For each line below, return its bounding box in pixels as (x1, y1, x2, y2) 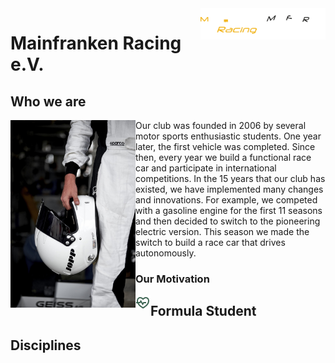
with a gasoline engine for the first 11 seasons (135, 205, 323, 216)
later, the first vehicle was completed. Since (135, 141, 316, 152)
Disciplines (10, 337, 82, 354)
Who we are (10, 93, 87, 110)
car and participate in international (135, 162, 277, 174)
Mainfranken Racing (10, 32, 182, 55)
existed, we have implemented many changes (135, 183, 324, 195)
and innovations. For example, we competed (135, 194, 318, 206)
